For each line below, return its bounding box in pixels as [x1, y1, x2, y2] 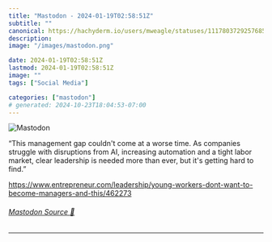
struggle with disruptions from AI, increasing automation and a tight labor [8, 147, 253, 157]
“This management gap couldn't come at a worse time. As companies [8, 139, 241, 148]
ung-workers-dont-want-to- [159, 180, 253, 190]
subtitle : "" [8, 19, 53, 27]
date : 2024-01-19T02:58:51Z [8, 56, 104, 65]
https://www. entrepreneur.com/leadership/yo [8, 180, 159, 190]
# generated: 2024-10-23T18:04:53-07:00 [8, 101, 147, 109]
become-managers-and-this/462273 [8, 189, 132, 198]
